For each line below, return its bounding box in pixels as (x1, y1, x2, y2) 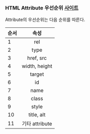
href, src (27, 55, 47, 62)
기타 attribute (21, 121, 52, 128)
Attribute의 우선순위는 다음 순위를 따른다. (5, 16, 86, 23)
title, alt (28, 111, 46, 118)
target (29, 71, 44, 78)
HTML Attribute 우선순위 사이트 (5, 4, 79, 11)
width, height (21, 63, 52, 70)
